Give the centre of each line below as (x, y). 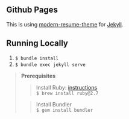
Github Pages (32, 10)
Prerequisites (38, 76)
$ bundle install (37, 58)
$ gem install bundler (64, 110)
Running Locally (37, 44)
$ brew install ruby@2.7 (67, 93)
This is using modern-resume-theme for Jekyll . (65, 24)
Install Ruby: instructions (67, 87)
